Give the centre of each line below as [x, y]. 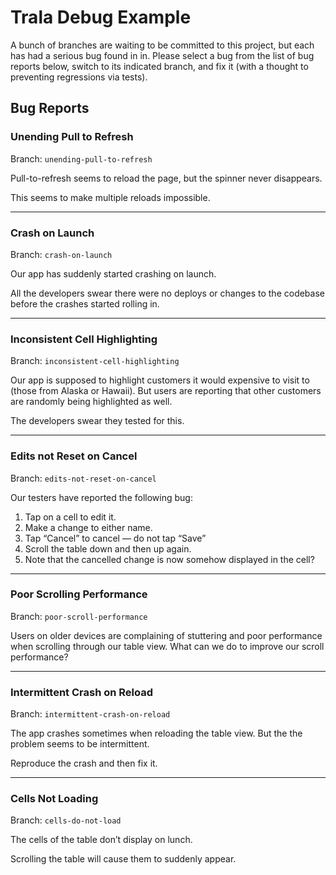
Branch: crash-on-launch [61, 254]
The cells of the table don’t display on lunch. [101, 840]
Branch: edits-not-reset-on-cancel [83, 478]
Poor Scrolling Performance [79, 594]
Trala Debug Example [101, 17]
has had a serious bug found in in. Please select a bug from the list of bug [162, 55]
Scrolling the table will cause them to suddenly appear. [123, 859]
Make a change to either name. [88, 527]
